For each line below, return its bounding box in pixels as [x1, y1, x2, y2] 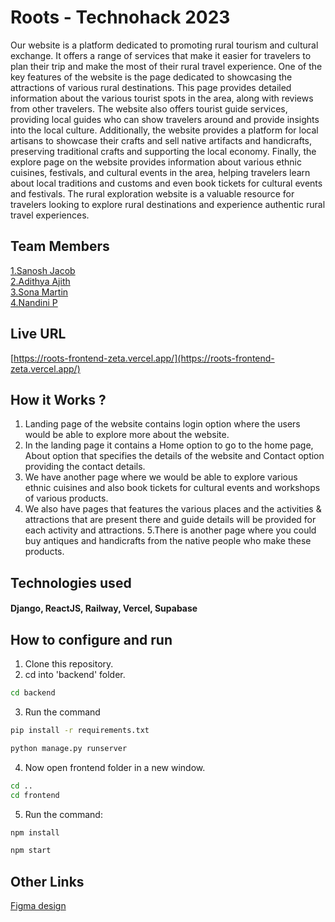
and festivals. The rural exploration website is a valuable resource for [10, 187, 295, 200]
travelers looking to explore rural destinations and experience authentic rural [10, 198, 326, 210]
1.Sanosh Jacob [10, 264, 76, 276]
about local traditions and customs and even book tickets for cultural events [10, 177, 323, 189]
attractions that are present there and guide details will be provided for [24, 514, 317, 526]
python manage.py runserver [10, 743, 128, 753]
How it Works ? [10, 391, 107, 408]
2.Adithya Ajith [10, 275, 71, 287]
